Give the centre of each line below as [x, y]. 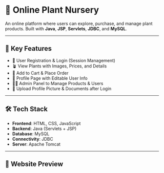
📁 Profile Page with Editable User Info [50, 78]
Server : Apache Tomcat [36, 144]
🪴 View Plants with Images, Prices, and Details [59, 66]
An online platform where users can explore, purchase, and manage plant [79, 23]
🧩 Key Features [29, 49]
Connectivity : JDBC [33, 139]
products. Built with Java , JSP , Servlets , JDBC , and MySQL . [66, 28]
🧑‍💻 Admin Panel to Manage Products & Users [58, 83]
